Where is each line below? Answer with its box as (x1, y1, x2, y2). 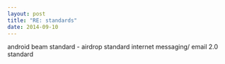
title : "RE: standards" (7, 17, 78, 24)
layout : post (7, 10, 46, 18)
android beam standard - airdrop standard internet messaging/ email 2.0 (7, 43, 219, 51)
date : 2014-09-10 (7, 23, 59, 30)
